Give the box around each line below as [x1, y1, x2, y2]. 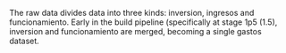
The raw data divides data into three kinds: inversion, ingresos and [9, 8, 255, 18]
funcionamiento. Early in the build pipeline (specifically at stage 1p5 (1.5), [9, 17, 278, 27]
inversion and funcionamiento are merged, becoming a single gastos [9, 26, 262, 36]
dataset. [9, 35, 40, 46]
